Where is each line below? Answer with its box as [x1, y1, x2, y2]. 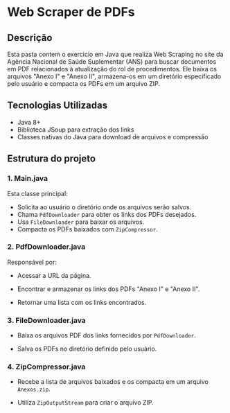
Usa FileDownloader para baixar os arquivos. [17, 218, 145, 226]
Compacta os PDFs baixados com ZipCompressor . [17, 225, 158, 233]
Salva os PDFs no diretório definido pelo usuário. [17, 344, 157, 353]
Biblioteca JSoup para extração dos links [17, 125, 134, 134]
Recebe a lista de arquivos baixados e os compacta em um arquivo [17, 378, 209, 386]
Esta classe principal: [7, 189, 68, 197]
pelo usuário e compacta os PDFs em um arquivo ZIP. [7, 80, 161, 87]
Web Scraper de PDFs [7, 4, 135, 20]
